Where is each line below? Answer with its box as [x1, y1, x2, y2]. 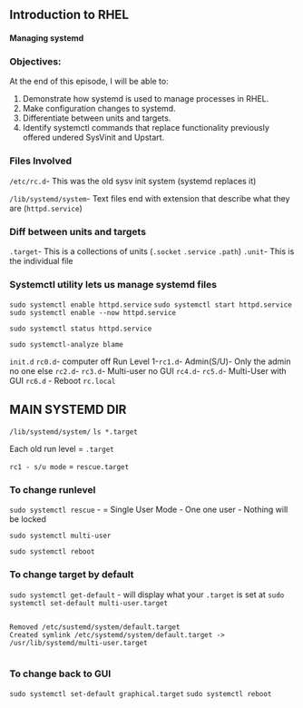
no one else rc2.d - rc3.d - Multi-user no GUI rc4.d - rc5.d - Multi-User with [9, 366, 288, 377]
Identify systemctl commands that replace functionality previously [22, 123, 270, 133]
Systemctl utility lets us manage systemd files [9, 278, 218, 290]
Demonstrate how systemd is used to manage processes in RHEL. [22, 93, 269, 104]
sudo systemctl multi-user [9, 531, 112, 541]
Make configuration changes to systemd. [22, 103, 176, 114]
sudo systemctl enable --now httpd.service [9, 309, 177, 318]
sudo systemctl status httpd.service [9, 324, 152, 334]
